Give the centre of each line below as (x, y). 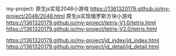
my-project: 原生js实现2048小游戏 (48, 9)
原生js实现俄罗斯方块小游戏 (99, 16)
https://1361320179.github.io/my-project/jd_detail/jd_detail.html (83, 47)
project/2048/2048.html (35, 16)
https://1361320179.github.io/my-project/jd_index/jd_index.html (83, 40)
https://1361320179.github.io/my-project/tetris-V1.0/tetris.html (81, 23)
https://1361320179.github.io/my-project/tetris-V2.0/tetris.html (82, 29)
